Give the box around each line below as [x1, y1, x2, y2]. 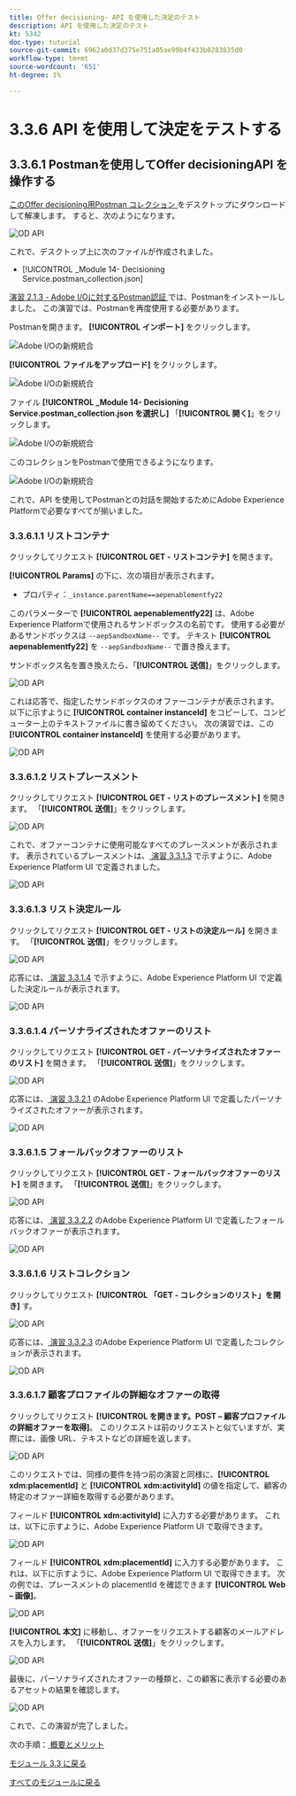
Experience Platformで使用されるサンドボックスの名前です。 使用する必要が [9, 619, 285, 630]
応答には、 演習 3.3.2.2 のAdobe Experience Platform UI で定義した [9, 1215, 254, 1225]
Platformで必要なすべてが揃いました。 [9, 505, 148, 516]
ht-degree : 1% [9, 71, 62, 80]
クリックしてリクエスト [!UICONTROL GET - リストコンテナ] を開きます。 [9, 551, 278, 563]
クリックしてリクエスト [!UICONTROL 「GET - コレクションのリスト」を [9, 1289, 274, 1300]
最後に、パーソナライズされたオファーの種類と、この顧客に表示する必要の [9, 1673, 280, 1683]
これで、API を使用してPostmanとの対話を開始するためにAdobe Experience [9, 494, 285, 505]
